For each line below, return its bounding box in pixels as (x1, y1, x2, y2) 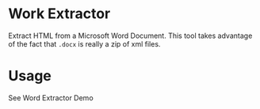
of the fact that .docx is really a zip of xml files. (8, 39, 161, 48)
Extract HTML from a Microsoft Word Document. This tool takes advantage (8, 31, 253, 40)
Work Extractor (8, 5, 111, 23)
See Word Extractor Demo (8, 92, 94, 103)
